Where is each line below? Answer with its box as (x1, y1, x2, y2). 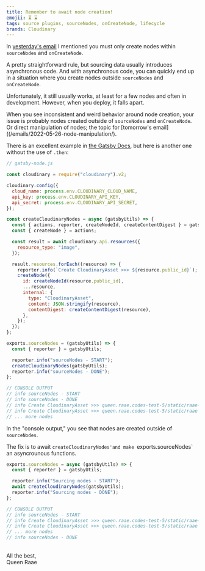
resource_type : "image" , (17, 244, 81, 251)
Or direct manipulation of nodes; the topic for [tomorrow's (6, 123, 152, 131)
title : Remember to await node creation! (6, 9, 113, 15)
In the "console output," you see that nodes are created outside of (6, 424, 173, 432)
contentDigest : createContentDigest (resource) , (28, 306, 151, 312)
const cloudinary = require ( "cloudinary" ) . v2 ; (6, 172, 127, 178)
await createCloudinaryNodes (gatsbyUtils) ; (12, 484, 124, 490)
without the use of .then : (6, 149, 69, 156)
